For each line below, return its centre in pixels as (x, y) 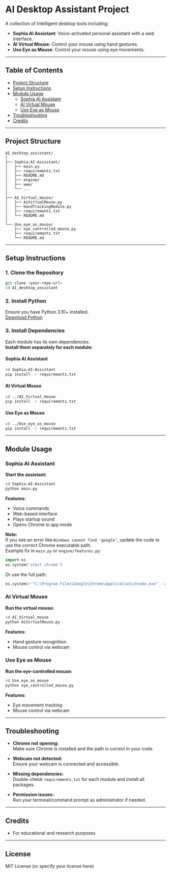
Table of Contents (34, 71)
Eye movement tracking (37, 705)
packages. (24, 785)
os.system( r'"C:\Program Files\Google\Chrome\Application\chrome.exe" (82, 584)
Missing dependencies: (38, 774)
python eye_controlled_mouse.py (39, 685)
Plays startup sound (34, 519)
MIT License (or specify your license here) (50, 866)
